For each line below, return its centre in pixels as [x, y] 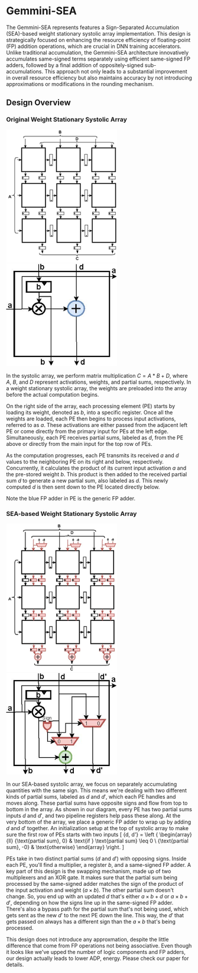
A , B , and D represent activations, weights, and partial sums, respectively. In [99, 382]
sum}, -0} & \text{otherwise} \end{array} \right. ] [65, 847]
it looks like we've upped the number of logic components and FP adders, [96, 952]
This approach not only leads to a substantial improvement [116, 71]
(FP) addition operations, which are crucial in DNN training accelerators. [94, 46]
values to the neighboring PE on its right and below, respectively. [85, 461]
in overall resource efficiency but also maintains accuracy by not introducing [99, 78]
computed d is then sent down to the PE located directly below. [83, 487]
